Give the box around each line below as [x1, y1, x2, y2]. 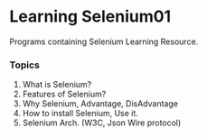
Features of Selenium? [22, 88, 107, 100]
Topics [9, 59, 41, 71]
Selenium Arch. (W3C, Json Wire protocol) [22, 117, 182, 128]
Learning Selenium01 [9, 6, 172, 27]
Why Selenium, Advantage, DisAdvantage [22, 98, 179, 109]
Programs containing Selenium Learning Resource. [9, 36, 199, 47]
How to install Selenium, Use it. [22, 108, 138, 119]
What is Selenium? [22, 79, 92, 90]
